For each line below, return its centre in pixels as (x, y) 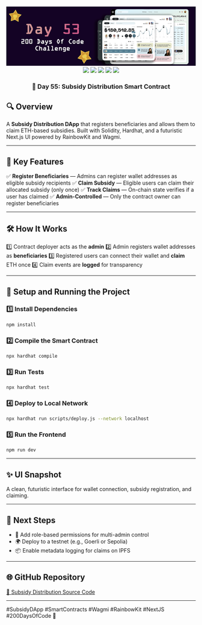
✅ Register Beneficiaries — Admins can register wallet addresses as (92, 176)
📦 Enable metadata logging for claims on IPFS (72, 550)
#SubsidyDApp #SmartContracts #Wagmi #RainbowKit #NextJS (85, 609)
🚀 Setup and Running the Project (68, 292)
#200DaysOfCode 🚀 (31, 615)
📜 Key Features (35, 161)
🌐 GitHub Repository (46, 578)
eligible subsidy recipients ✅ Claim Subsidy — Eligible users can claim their (100, 183)
